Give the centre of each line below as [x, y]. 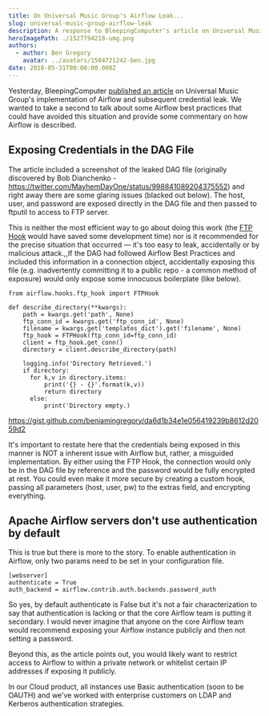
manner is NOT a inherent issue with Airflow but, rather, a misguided [121, 453]
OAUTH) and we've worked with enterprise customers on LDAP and [120, 695]
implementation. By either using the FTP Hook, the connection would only [130, 461]
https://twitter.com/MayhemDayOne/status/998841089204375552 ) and [126, 186]
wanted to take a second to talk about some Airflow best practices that [125, 107]
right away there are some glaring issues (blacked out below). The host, [127, 195]
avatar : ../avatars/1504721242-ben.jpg [89, 61]
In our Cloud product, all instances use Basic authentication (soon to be [126, 687]
